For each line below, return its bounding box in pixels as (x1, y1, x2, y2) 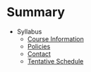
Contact (27, 50, 51, 58)
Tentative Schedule (27, 57, 84, 65)
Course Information (27, 34, 84, 43)
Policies (27, 42, 51, 50)
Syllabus (16, 27, 42, 36)
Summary (6, 4, 65, 20)
